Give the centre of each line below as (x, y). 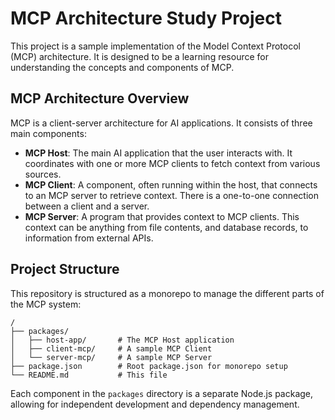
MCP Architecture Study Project (146, 18)
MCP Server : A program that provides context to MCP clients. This (162, 216)
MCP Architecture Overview (100, 98)
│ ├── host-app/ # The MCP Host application (122, 340)
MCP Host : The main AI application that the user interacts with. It (158, 153)
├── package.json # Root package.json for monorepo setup (149, 366)
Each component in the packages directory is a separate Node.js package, (162, 393)
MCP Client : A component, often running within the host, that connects (171, 184)
